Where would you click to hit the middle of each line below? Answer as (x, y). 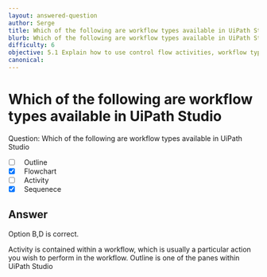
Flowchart (40, 171)
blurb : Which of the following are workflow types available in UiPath (129, 38)
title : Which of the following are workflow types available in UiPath (129, 30)
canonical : (26, 60)
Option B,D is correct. (44, 234)
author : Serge (32, 23)
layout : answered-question (53, 16)
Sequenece (43, 189)
